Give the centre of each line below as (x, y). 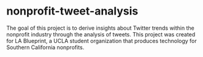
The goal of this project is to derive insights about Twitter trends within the (100, 28)
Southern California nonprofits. (45, 47)
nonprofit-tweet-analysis (72, 11)
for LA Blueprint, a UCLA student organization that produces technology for (102, 41)
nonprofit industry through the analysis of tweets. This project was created (101, 34)
